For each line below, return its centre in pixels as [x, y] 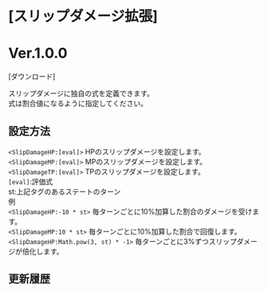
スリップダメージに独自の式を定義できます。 [81, 93]
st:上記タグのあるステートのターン [65, 191]
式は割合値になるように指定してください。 [78, 104]
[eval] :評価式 [31, 181]
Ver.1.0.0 [38, 53]
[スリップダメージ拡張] [83, 16]
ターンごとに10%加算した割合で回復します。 [168, 231]
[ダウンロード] [32, 77]
